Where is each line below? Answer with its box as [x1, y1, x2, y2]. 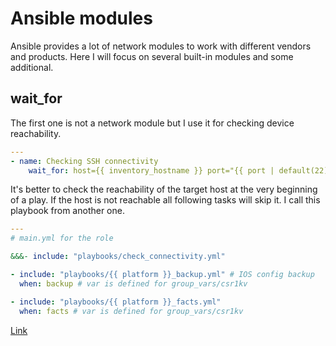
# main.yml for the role [10, 233, 114, 244]
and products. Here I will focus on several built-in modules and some [10, 50, 294, 62]
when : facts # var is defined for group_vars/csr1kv [19, 306, 244, 316]
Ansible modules [10, 7, 153, 30]
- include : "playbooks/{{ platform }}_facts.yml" [10, 297, 222, 307]
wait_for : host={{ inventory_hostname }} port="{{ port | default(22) [28, 165, 329, 176]
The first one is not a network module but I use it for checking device [10, 117, 295, 129]
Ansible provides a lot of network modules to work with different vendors [10, 40, 312, 52]
